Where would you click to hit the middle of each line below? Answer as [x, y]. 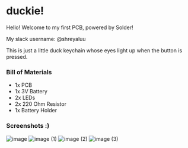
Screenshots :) [28, 126]
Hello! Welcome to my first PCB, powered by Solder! [70, 27]
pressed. [17, 56]
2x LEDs [25, 98]
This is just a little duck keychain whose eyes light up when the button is [94, 50]
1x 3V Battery [31, 92]
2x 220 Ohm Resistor [41, 104]
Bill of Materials [29, 72]
